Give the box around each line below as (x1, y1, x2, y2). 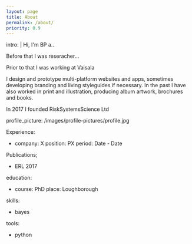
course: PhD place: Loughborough (14, 186, 98, 193)
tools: (6, 220, 20, 227)
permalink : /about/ (6, 19, 54, 25)
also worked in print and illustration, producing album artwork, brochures (6, 88, 184, 95)
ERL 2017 (14, 163, 38, 170)
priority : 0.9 (6, 25, 41, 31)
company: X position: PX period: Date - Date (14, 140, 123, 147)
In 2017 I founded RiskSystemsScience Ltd (6, 105, 110, 113)
